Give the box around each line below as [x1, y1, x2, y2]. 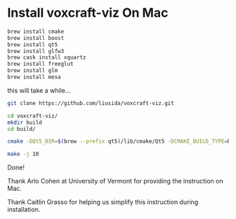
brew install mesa [7, 73, 61, 81]
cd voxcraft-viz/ [7, 112, 58, 120]
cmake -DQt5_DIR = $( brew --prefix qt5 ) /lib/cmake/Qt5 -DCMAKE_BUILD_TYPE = [7, 138, 228, 145]
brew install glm [7, 67, 58, 74]
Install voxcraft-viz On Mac [7, 5, 169, 21]
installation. [7, 205, 41, 214]
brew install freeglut [7, 61, 74, 68]
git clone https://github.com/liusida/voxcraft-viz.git [7, 99, 174, 106]
